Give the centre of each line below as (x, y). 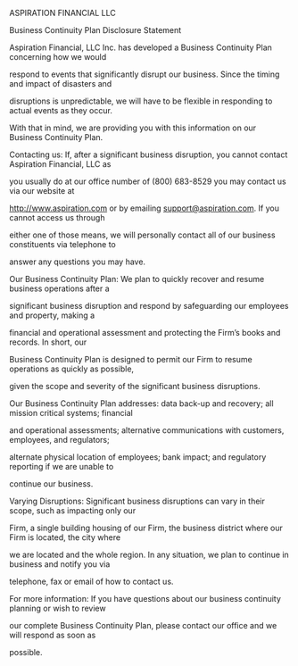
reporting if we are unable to (62, 466)
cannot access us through (57, 217)
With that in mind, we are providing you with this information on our (133, 128)
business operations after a (59, 288)
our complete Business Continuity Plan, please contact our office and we (143, 625)
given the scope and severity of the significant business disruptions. (135, 386)
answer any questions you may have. (77, 262)
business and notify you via (60, 564)
